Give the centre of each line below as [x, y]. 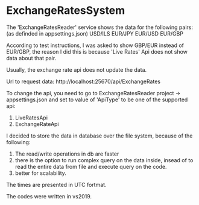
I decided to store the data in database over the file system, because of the [99, 136]
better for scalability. [40, 173]
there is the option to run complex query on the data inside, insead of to [104, 160]
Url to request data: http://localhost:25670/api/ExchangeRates [84, 81]
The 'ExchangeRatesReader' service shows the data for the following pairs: [99, 27]
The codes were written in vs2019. [49, 196]
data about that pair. [31, 58]
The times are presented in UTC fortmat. [56, 184]
